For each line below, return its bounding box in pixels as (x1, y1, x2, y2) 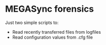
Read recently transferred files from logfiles (12, 29, 101, 35)
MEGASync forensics (5, 3, 94, 15)
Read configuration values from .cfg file (12, 34, 93, 40)
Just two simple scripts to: (5, 20, 59, 25)
